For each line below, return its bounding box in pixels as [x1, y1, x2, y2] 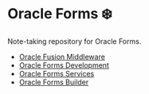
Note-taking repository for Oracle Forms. [7, 36, 142, 46]
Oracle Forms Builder [18, 77, 89, 87]
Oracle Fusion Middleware [18, 52, 105, 61]
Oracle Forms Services [18, 69, 95, 78]
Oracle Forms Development [18, 60, 109, 70]
